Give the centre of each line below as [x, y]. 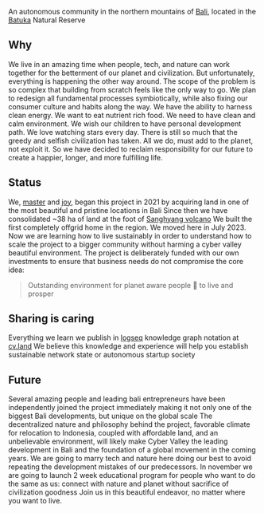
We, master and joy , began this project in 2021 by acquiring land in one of [128, 202]
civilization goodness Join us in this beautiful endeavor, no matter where [127, 492]
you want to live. [35, 501]
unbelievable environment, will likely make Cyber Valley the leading [118, 441]
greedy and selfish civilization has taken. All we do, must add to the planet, [131, 140]
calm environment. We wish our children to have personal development [125, 124]
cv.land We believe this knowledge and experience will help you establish [128, 346]
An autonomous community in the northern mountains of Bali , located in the [132, 12]
